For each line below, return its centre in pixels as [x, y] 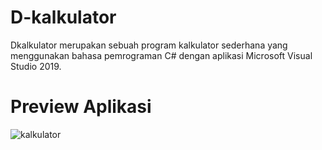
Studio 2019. [36, 66]
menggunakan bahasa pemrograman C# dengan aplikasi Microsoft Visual [161, 55]
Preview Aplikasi [81, 107]
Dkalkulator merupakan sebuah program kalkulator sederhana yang [149, 45]
